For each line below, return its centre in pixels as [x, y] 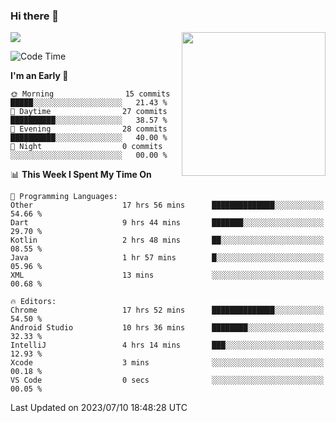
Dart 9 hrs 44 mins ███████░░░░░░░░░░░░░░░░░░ [167, 223]
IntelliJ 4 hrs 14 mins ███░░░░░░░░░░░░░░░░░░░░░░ [167, 345]
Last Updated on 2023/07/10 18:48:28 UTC [99, 408]
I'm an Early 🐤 [39, 76]
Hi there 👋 [35, 16]
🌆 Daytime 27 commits [89, 112]
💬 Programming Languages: [64, 197]
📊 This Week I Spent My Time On [81, 175]
